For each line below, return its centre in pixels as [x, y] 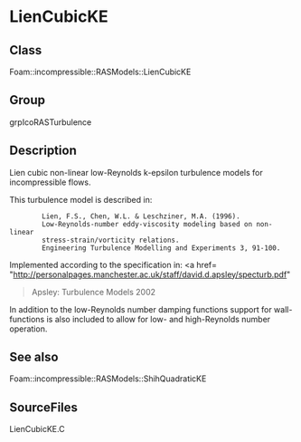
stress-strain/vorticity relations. [111, 240]
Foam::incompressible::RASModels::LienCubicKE [100, 72]
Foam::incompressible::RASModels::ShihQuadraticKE [108, 379]
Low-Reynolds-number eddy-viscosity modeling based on [147, 224]
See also [34, 357]
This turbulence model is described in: [81, 199]
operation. [28, 329]
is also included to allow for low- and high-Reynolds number [159, 319]
